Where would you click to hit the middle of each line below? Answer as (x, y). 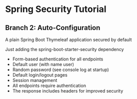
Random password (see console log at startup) (60, 69)
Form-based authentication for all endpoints (58, 59)
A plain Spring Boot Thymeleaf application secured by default (68, 39)
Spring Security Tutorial (56, 9)
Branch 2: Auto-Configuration (53, 28)
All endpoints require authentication (49, 85)
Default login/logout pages (40, 75)
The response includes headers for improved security (68, 91)
